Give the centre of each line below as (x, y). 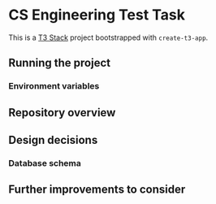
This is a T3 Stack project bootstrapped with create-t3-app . (108, 37)
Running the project (60, 63)
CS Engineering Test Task (97, 15)
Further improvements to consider (97, 190)
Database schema (45, 163)
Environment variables (54, 86)
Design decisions (53, 140)
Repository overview (62, 113)
